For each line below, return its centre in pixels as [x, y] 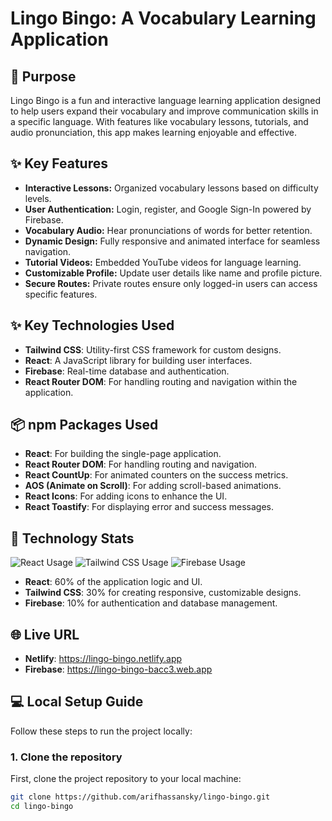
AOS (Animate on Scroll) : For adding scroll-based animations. [153, 486]
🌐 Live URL [45, 634]
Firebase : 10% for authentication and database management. [151, 603]
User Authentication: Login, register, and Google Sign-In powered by [168, 209]
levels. [38, 198]
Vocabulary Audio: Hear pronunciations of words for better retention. [168, 230]
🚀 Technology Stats [72, 538]
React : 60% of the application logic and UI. [113, 582]
